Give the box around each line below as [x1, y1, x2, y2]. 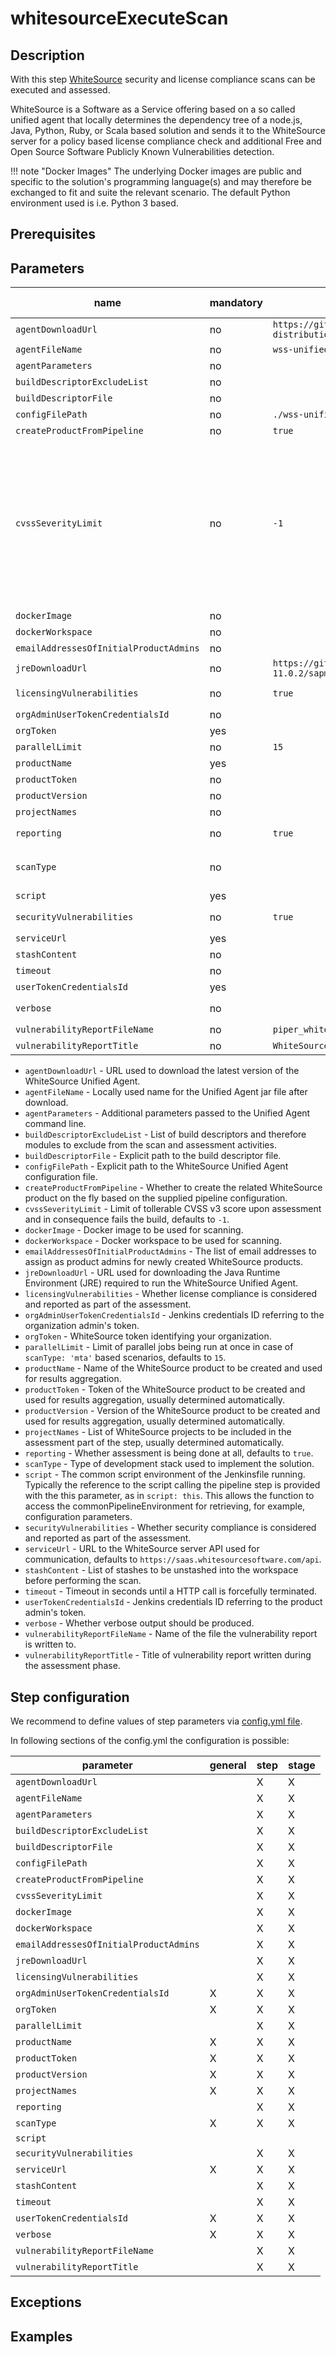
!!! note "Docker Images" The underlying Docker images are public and [10, 165, 302, 177]
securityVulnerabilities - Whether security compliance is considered [24, 1522, 317, 1534]
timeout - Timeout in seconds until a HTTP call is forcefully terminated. [24, 1585, 318, 1597]
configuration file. [24, 1171, 98, 1183]
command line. [24, 1118, 87, 1130]
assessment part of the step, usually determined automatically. [24, 1437, 285, 1449]
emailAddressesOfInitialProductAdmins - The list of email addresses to [24, 1245, 317, 1257]
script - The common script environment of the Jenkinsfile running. [24, 1468, 306, 1481]
